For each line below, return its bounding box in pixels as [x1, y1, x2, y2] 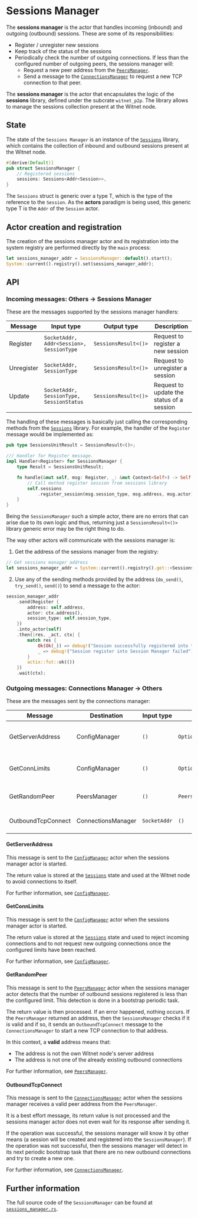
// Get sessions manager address [6, 560, 88, 566]
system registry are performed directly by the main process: [6, 244, 151, 251]
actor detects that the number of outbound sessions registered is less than [6, 990, 187, 997]
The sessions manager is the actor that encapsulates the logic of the [6, 90, 174, 97]
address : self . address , [27, 604, 85, 610]
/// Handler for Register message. [6, 453, 94, 459]
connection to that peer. [23, 79, 82, 86]
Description [154, 322, 189, 331]
